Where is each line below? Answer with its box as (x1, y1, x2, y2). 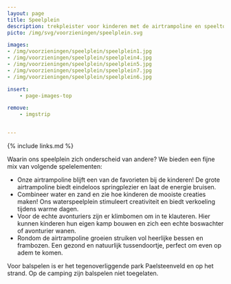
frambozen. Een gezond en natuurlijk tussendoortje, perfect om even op (16, 241, 222, 249)
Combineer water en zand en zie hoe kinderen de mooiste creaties (16, 190, 206, 198)
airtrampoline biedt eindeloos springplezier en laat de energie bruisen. (16, 183, 217, 191)
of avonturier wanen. (16, 227, 77, 235)
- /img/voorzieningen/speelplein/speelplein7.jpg (7, 67, 153, 74)
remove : (7, 104, 30, 112)
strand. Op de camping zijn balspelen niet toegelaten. (7, 269, 159, 277)
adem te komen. (16, 248, 63, 257)
